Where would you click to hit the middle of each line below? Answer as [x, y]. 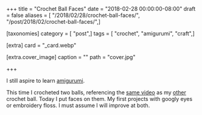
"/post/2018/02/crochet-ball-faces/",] [54, 22]
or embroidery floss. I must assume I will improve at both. [78, 105]
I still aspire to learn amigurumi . [46, 81]
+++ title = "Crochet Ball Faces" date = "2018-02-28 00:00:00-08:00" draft [101, 9]
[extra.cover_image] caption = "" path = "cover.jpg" [71, 57]
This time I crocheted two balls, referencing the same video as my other [96, 92]
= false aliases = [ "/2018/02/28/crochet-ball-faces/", [73, 15]
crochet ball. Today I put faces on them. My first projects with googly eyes [99, 99]
